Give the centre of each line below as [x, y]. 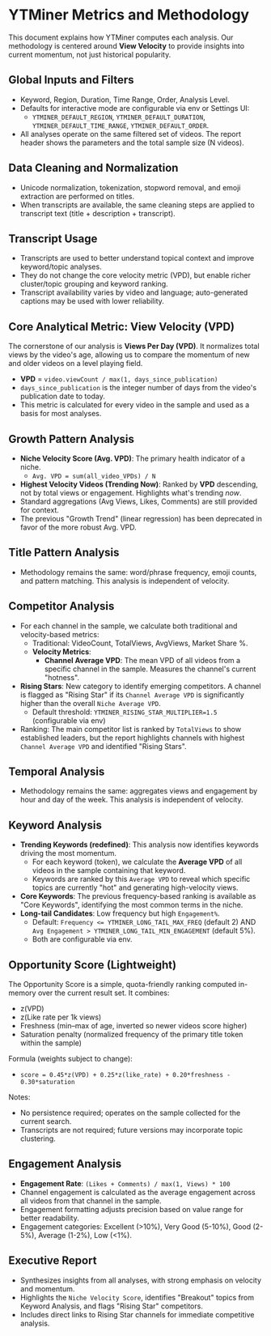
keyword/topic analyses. [61, 267]
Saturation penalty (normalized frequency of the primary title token [131, 1035]
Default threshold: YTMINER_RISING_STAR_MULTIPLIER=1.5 [125, 712]
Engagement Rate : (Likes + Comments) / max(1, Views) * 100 [125, 1183]
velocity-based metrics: [59, 634]
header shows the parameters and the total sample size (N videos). [132, 143]
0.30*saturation [47, 1083]
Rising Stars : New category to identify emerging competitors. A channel [140, 686]
